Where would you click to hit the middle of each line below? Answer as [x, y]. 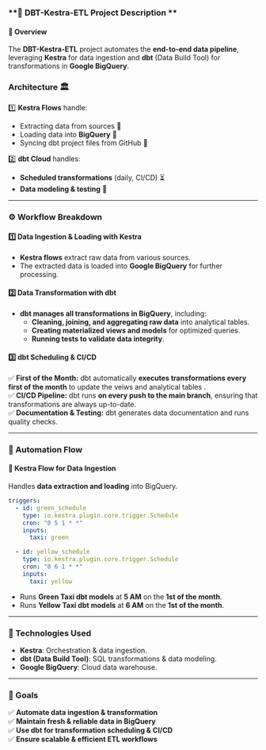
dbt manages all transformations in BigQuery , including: [113, 313]
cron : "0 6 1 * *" [53, 567]
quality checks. [33, 421]
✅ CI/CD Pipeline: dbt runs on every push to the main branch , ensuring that [133, 395]
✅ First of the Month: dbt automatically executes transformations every [127, 378]
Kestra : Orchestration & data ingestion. [84, 650]
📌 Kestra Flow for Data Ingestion [62, 468]
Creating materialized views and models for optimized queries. [136, 330]
